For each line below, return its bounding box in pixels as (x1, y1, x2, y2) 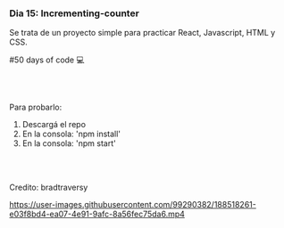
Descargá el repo (21, 119, 87, 130)
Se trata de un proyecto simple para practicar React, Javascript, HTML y (9, 28, 276, 38)
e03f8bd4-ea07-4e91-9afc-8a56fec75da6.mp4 (9, 208, 186, 220)
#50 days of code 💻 (9, 54, 85, 65)
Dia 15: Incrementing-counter (9, 7, 140, 20)
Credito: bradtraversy (9, 182, 88, 193)
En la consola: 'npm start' (21, 138, 116, 149)
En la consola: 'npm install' (21, 128, 121, 140)
